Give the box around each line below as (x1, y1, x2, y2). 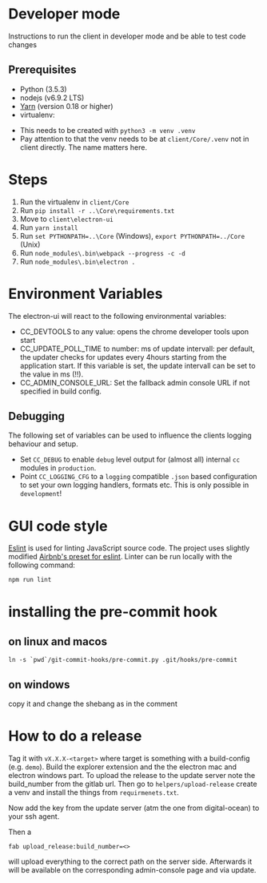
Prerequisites (8, 63, 77, 77)
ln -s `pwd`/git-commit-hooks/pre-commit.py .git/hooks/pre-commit (8, 656, 238, 664)
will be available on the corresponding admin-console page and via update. (8, 865, 257, 874)
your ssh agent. (8, 812, 60, 821)
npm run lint (8, 576, 52, 584)
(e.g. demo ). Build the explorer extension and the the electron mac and (8, 762, 237, 772)
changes (8, 39, 38, 49)
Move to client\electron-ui (19, 214, 114, 224)
